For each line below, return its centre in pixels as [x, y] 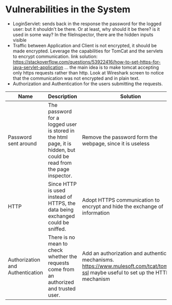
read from [60, 163]
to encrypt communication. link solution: [55, 56]
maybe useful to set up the [122, 272]
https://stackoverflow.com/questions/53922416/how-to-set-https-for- [87, 62]
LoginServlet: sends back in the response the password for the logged [87, 24]
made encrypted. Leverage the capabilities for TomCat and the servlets [88, 51]
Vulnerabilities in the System [68, 9]
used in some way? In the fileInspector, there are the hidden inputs [83, 34]
